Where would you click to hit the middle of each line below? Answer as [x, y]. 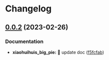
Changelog [28, 9]
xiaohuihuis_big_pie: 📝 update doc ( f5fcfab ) [58, 52]
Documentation [24, 41]
